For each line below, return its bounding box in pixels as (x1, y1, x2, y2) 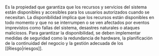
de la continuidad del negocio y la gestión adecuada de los (5, 40, 123, 46)
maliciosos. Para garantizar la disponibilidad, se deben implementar (5, 30, 141, 36)
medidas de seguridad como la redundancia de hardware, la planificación (5, 35, 153, 41)
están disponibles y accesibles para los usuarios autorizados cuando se (5, 9, 150, 15)
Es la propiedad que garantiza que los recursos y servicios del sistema (5, 4, 147, 10)
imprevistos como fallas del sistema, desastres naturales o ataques (5, 25, 140, 31)
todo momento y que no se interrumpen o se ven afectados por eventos (5, 19, 150, 25)
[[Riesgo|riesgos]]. (5, 46, 43, 51)
